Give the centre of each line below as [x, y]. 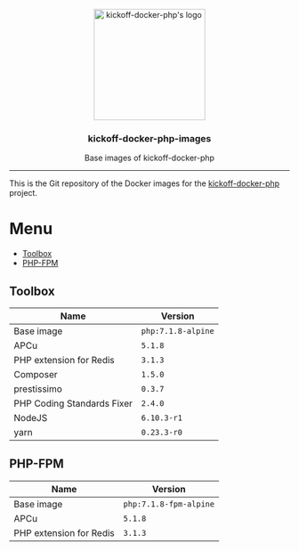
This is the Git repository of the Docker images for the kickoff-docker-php [145, 183]
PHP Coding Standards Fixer [73, 403]
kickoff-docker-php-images [149, 138]
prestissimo [38, 389]
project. [24, 193]
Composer [36, 375]
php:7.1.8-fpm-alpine [169, 504]
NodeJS [31, 418]
